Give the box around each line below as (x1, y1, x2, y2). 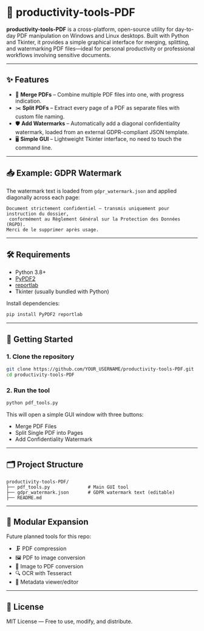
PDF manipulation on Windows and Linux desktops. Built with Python (17, 32, 189, 39)
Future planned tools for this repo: (6, 533, 92, 540)
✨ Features (6, 75, 49, 85)
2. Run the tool (6, 386, 50, 394)
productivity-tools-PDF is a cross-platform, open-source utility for (6, 26, 174, 33)
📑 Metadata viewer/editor (15, 578, 79, 585)
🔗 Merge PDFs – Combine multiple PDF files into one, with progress (15, 90, 184, 98)
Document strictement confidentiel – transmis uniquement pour (6, 205, 170, 211)
